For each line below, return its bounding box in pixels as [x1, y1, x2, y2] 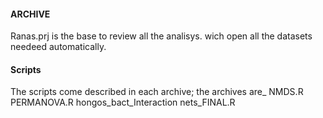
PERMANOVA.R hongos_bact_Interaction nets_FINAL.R [10, 96, 236, 109]
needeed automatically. [10, 41, 107, 53]
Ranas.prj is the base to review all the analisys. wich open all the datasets [10, 30, 313, 42]
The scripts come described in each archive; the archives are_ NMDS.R [10, 86, 304, 98]
